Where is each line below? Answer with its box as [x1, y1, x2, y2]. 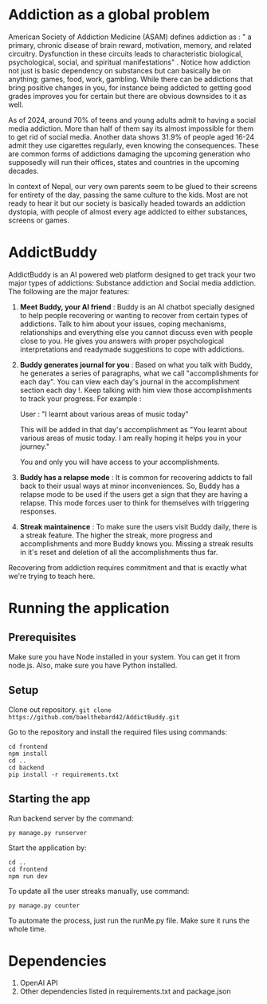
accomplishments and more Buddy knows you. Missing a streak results [19, 538, 253, 548]
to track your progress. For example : [19, 393, 142, 404]
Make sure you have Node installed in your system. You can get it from [8, 652, 241, 661]
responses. [19, 506, 57, 516]
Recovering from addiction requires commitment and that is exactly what [8, 562, 247, 572]
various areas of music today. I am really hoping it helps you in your [19, 433, 241, 443]
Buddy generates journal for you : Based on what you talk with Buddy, [19, 360, 253, 369]
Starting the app [8, 792, 91, 806]
